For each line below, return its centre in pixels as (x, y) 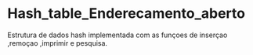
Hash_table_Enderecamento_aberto (127, 14)
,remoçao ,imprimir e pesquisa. (57, 43)
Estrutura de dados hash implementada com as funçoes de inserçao (117, 35)
